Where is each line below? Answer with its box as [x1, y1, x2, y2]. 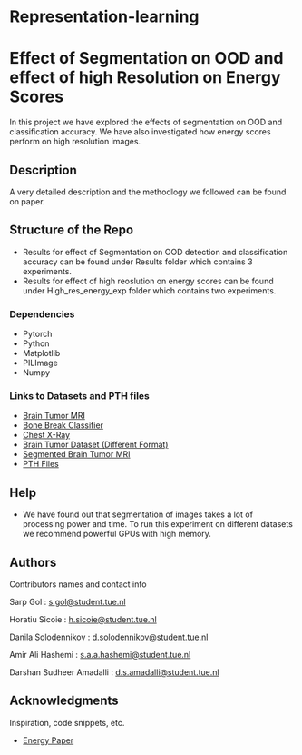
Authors [9, 554, 57, 570]
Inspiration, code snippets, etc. [9, 717, 125, 728]
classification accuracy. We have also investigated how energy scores [9, 126, 271, 137]
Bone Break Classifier [22, 420, 104, 431]
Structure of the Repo [9, 223, 134, 238]
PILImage [22, 357, 59, 369]
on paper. [9, 195, 45, 206]
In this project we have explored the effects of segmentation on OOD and [9, 116, 283, 128]
